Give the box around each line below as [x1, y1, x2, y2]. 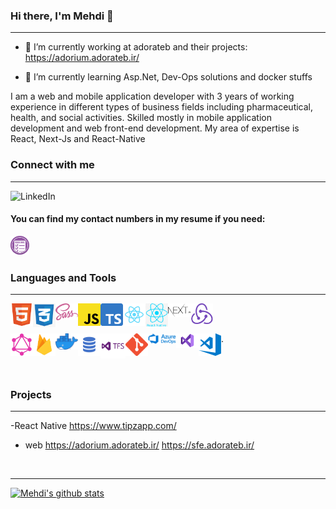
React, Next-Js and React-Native [10, 133, 146, 145]
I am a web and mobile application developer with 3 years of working [10, 90, 295, 103]
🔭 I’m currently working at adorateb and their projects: [24, 41, 248, 53]
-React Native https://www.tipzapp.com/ [10, 420, 177, 432]
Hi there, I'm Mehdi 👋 [10, 9, 114, 23]
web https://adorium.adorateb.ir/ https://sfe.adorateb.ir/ [24, 439, 255, 451]
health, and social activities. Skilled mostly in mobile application [10, 112, 272, 124]
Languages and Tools [10, 270, 117, 284]
